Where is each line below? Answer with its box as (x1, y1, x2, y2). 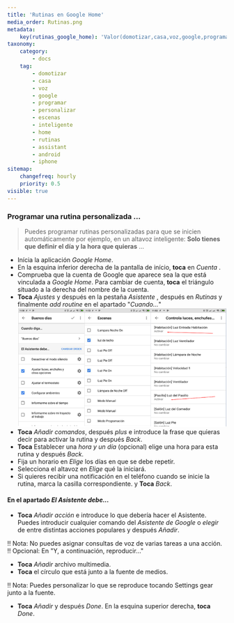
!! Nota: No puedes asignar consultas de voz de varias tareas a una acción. (7, 539, 223, 548)
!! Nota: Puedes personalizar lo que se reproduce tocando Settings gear (7, 581, 214, 590)
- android (32, 151, 61, 158)
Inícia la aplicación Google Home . (17, 255, 114, 264)
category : (19, 48, 49, 55)
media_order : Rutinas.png (7, 18, 82, 26)
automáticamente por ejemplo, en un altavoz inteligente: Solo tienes (24, 234, 221, 243)
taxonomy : (7, 40, 36, 48)
